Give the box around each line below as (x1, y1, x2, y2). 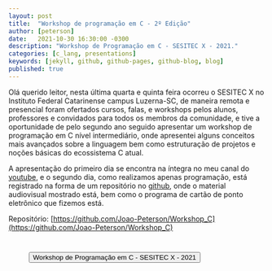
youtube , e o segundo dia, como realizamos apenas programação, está (8, 172, 248, 181)
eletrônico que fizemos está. (8, 198, 104, 208)
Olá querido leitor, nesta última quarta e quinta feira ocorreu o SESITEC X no (8, 87, 265, 97)
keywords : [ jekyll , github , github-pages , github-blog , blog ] (8, 58, 224, 66)
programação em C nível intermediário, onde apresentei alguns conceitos (8, 130, 255, 140)
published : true (8, 65, 64, 73)
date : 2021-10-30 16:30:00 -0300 (8, 34, 129, 43)
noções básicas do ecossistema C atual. (8, 147, 144, 157)
